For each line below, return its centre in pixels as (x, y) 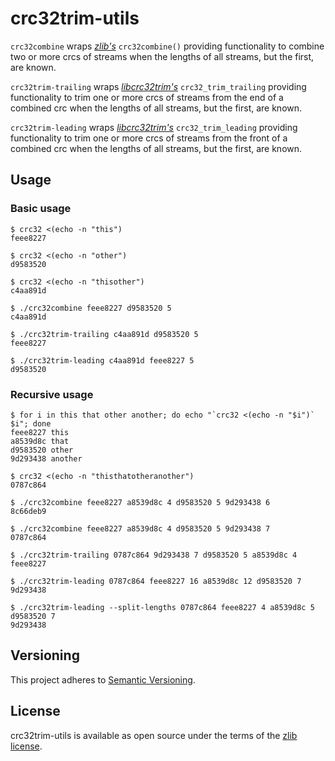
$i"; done (31, 423)
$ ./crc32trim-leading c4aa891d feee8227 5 (102, 360)
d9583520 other (42, 450)
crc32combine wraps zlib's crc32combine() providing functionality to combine (167, 46)
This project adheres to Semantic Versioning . (103, 679)
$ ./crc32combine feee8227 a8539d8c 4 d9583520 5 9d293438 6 (140, 502)
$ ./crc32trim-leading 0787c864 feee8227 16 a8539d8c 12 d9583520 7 (156, 581)
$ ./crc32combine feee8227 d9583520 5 (91, 308)
